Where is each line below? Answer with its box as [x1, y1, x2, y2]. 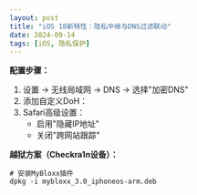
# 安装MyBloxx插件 [9, 169, 74, 179]
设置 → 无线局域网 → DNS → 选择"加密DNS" [22, 84, 189, 96]
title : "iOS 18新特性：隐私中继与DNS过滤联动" [9, 22, 171, 31]
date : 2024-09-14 [9, 30, 76, 39]
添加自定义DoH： [22, 96, 88, 107]
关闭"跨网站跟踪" [36, 129, 100, 141]
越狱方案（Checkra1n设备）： [9, 149, 119, 160]
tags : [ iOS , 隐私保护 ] [9, 38, 90, 48]
